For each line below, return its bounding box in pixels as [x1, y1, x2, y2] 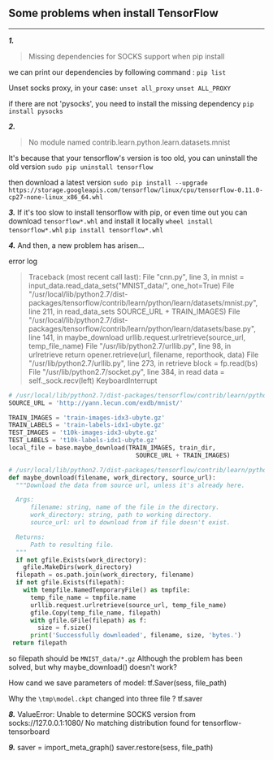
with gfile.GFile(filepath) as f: [29, 616, 148, 624]
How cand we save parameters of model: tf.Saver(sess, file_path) [8, 678, 227, 688]
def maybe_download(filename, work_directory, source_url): [8, 473, 217, 482]
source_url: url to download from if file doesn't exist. [29, 519, 231, 527]
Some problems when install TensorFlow [8, 7, 219, 20]
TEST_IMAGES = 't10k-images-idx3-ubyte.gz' [8, 428, 158, 437]
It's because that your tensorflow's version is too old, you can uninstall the [8, 153, 258, 163]
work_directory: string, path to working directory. [29, 511, 213, 519]
